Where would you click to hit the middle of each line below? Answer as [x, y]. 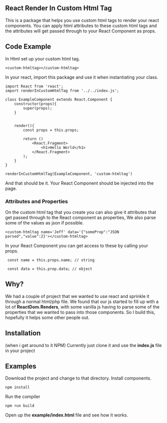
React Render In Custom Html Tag [59, 8]
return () [33, 139]
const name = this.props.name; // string [51, 260]
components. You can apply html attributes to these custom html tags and [81, 25]
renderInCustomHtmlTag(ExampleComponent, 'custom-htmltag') [69, 174]
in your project [20, 350]
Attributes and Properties [37, 201]
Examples [21, 366]
